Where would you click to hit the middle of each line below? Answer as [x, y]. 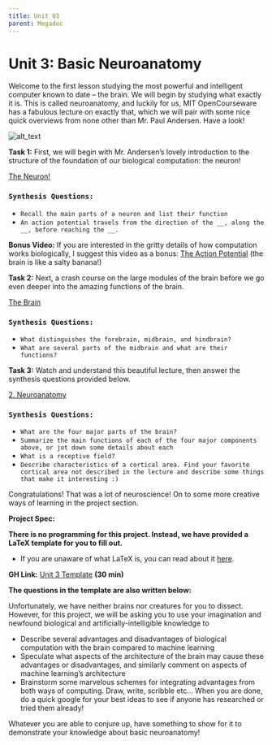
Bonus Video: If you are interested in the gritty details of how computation [133, 245]
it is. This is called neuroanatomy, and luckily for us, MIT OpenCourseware [133, 103]
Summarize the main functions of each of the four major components [138, 441]
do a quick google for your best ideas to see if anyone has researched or [142, 700]
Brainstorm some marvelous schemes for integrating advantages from [138, 682]
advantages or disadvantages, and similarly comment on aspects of [134, 665]
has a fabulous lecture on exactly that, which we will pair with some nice [129, 112]
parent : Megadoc [36, 24]
